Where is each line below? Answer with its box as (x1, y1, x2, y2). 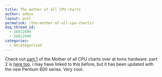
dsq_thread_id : (5, 25, 36, 30)
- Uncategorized (9, 43, 42, 48)
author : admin (5, 12, 34, 16)
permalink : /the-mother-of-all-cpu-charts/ (5, 20, 94, 26)
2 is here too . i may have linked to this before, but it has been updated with (5, 61, 154, 67)
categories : (5, 38, 29, 43)
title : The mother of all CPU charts (5, 7, 81, 12)
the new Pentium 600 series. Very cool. (5, 66, 84, 72)
